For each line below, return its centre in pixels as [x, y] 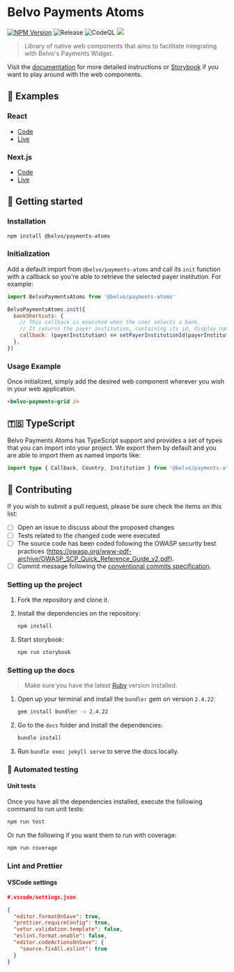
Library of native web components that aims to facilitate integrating [120, 45]
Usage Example [34, 366]
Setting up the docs [41, 670]
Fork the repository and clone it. [63, 600]
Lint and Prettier [35, 866]
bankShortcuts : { [39, 316]
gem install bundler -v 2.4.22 [63, 712]
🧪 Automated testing [43, 769]
